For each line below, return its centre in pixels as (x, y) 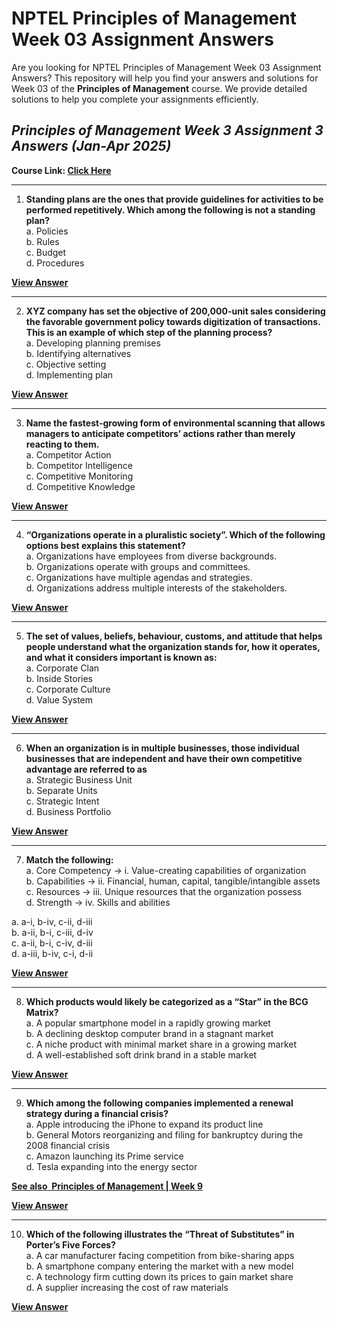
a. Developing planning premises (93, 343)
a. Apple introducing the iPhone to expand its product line (144, 1124)
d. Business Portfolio (68, 811)
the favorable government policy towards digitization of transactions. (173, 321)
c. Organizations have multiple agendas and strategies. (139, 577)
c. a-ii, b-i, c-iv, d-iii (52, 943)
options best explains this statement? (105, 545)
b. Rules (42, 241)
